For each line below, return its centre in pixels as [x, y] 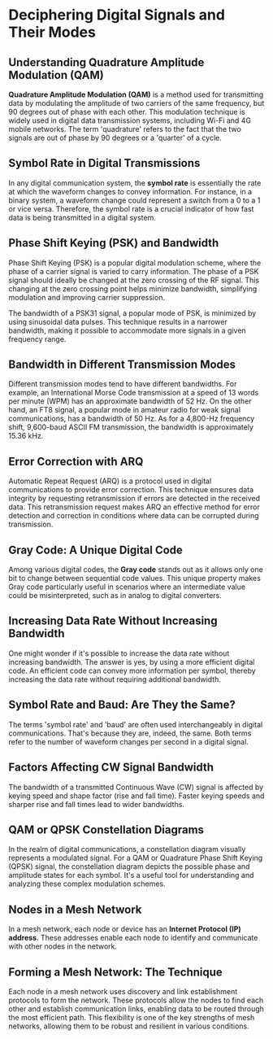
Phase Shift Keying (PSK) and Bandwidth [114, 243]
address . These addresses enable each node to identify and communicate [133, 938]
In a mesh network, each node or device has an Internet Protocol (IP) [125, 929]
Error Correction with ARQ [76, 461]
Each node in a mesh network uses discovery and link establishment [123, 991]
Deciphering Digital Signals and [117, 15]
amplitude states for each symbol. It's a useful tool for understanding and [131, 875]
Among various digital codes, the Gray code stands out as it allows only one [136, 570]
